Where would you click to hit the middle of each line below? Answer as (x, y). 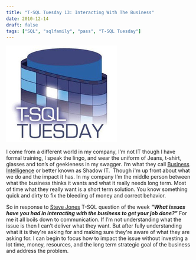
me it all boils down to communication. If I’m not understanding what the (94, 220)
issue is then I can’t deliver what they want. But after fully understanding (94, 226)
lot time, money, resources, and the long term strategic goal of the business (98, 245)
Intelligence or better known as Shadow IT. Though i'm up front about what (98, 170)
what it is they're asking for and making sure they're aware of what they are (98, 232)
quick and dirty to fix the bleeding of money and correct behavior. (86, 196)
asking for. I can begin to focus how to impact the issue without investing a (97, 238)
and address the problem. (37, 251)
